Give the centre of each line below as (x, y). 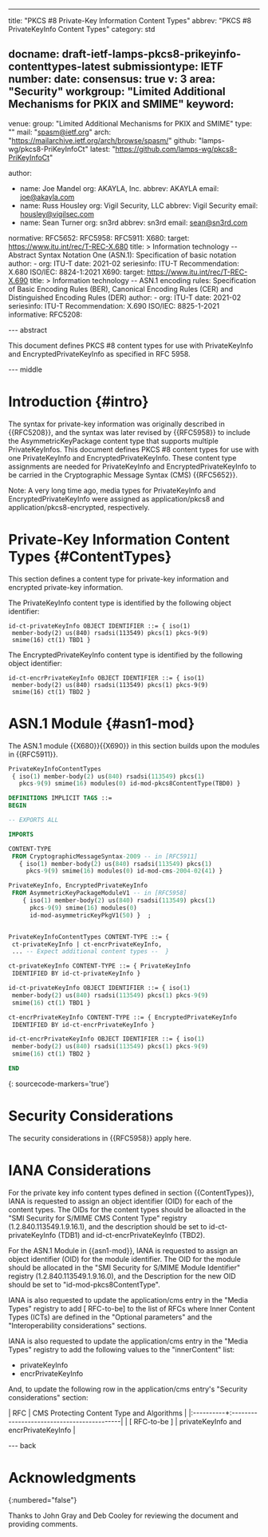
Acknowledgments (73, 1477)
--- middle (25, 369)
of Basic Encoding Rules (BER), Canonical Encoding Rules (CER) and (121, 289)
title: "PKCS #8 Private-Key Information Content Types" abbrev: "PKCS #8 (130, 20)
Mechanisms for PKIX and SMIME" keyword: (121, 104)
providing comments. (43, 1523)
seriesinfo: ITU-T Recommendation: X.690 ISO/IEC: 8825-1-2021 (114, 305)
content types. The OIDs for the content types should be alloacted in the (127, 1209)
